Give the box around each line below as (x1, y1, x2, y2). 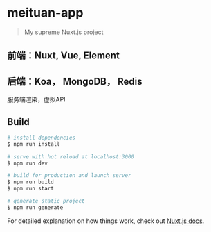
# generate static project (7, 198, 85, 205)
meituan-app (7, 5, 84, 21)
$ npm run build (7, 179, 54, 185)
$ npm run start (7, 185, 54, 192)
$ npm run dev (7, 160, 48, 167)
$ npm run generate (7, 204, 64, 211)
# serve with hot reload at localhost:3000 (7, 153, 135, 160)
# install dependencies (7, 134, 76, 141)
